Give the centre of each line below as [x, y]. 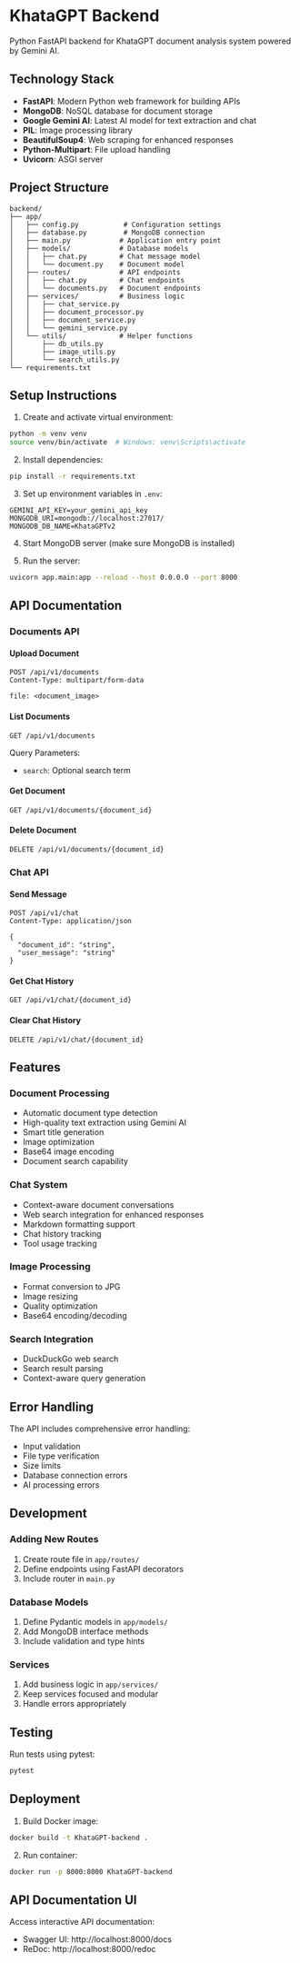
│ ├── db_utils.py [56, 344]
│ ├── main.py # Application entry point [115, 240]
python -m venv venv [49, 434]
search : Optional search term [76, 770]
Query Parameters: [45, 752]
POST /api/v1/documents [55, 673]
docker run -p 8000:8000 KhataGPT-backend [91, 1872]
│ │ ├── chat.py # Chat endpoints [97, 280]
